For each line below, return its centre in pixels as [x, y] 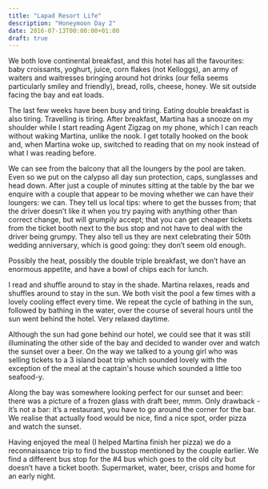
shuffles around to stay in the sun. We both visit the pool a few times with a [132, 293]
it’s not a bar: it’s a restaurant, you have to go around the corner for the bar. [132, 410]
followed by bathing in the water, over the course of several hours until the [131, 310]
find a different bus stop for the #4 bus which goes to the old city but [122, 459]
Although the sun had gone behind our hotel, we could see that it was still [129, 334]
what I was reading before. [52, 153]
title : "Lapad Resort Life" [55, 16]
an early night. [32, 476]
